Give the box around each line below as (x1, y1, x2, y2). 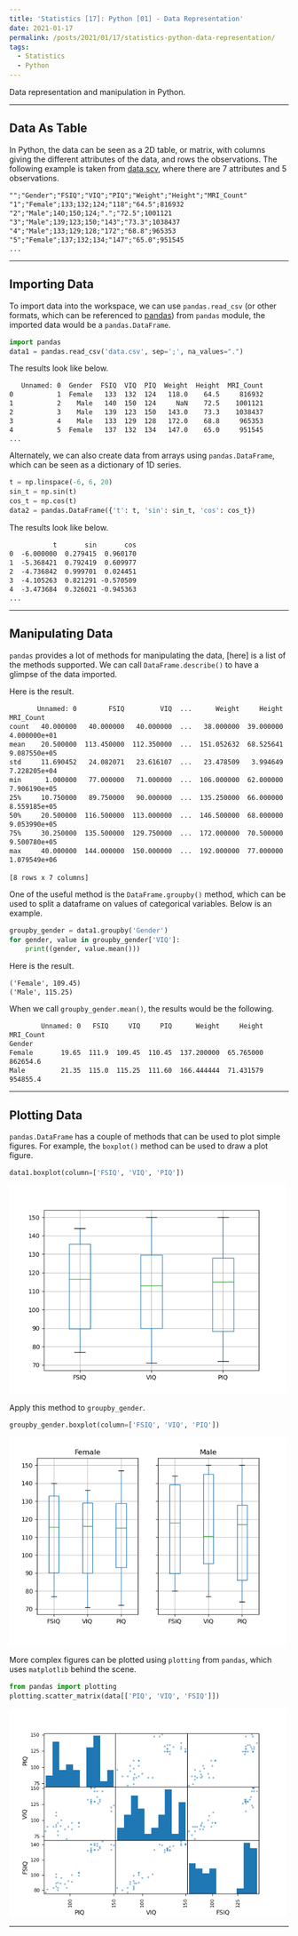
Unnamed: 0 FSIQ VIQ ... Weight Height (36, 704, 284, 713)
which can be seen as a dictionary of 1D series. (9, 460, 182, 470)
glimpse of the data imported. (9, 668, 118, 679)
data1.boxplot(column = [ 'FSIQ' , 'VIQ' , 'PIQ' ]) (9, 1169, 184, 1178)
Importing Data (9, 276, 95, 292)
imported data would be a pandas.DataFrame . (9, 319, 171, 330)
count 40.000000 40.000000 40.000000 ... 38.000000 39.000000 (9, 722, 284, 731)
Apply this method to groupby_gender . (9, 1403, 145, 1412)
